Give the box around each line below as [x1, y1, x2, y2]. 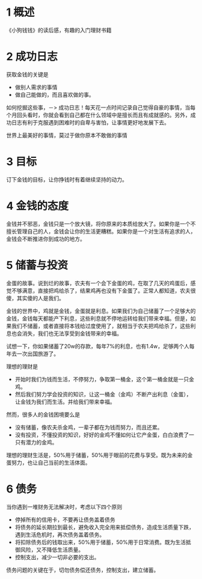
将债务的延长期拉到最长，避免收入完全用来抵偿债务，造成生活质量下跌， [14, 523, 194, 530]
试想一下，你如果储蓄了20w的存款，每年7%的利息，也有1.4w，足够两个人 [6, 342, 189, 350]
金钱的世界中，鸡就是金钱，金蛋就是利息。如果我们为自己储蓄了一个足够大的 [6, 307, 196, 314]
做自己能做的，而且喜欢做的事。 [14, 91, 94, 98]
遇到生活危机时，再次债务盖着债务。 [14, 531, 105, 538]
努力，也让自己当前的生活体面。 [11, 459, 91, 466]
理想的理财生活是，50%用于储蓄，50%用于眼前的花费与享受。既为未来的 [6, 451, 188, 458]
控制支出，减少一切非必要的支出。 [14, 553, 100, 560]
